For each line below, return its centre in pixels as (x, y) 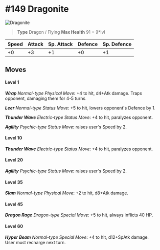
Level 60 (14, 226)
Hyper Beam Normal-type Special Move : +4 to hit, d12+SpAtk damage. (77, 237)
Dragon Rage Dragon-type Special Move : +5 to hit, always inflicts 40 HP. (79, 215)
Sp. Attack (61, 44)
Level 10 (14, 138)
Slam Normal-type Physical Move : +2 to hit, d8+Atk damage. (67, 193)
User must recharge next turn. (35, 242)
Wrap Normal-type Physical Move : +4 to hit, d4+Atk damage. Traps (74, 93)
